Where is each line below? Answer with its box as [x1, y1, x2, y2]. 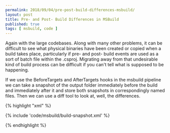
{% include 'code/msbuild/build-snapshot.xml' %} [5, 112, 110, 119]
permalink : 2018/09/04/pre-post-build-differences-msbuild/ [5, 7, 135, 13]
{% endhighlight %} [5, 122, 47, 128]
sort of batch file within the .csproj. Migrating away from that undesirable [5, 56, 158, 62]
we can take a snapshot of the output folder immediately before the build [5, 82, 158, 88]
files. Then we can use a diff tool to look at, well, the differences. [5, 93, 141, 99]
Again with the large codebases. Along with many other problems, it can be [5, 40, 162, 46]
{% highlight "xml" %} [5, 103, 52, 109]
